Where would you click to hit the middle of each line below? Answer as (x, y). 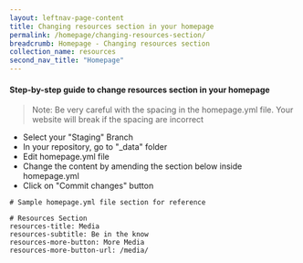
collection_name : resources (63, 52)
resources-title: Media (55, 226)
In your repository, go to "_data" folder (95, 147)
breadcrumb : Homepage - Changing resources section (110, 43)
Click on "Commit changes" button (88, 186)
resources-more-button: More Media (77, 243)
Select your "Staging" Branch (78, 137)
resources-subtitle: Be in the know (79, 235)
